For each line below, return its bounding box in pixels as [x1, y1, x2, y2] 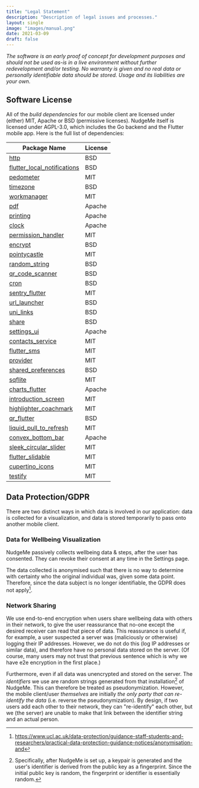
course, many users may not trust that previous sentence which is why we [6, 652, 188, 659]
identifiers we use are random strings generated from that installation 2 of [6, 676, 185, 685]
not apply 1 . [6, 585, 33, 593]
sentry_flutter [9, 288, 46, 297]
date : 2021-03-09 [6, 31, 49, 37]
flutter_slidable [9, 452, 50, 460]
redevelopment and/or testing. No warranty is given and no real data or [6, 65, 181, 72]
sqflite [9, 375, 27, 383]
